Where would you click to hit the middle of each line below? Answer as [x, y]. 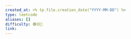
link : [11, 29]
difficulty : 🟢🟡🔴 [24, 24]
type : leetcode [21, 15]
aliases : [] [18, 19]
